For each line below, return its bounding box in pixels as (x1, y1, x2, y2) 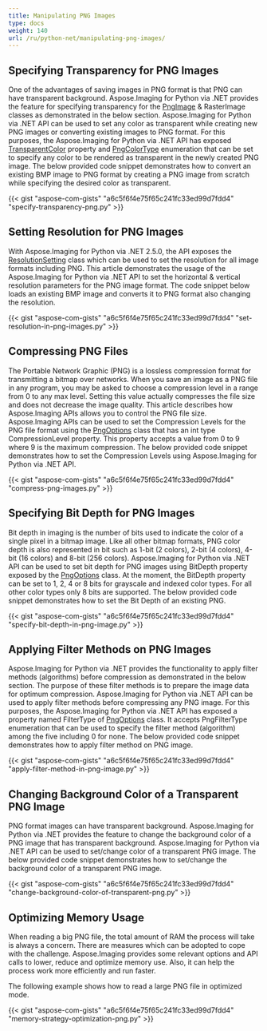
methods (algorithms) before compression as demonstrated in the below (8, 672, 246, 682)
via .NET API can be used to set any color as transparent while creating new (8, 119, 257, 129)
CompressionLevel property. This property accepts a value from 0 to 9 (8, 433, 241, 444)
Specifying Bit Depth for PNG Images (8, 507, 195, 520)
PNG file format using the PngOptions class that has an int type (8, 425, 216, 435)
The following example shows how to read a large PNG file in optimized (8, 981, 242, 991)
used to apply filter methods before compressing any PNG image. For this (8, 698, 250, 707)
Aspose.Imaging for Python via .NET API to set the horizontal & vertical (8, 272, 241, 281)
